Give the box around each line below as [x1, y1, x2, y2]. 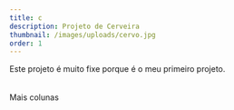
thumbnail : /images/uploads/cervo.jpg [9, 30, 156, 39]
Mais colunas [9, 92, 59, 103]
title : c [9, 13, 43, 23]
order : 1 [9, 38, 43, 48]
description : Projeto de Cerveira [9, 22, 141, 31]
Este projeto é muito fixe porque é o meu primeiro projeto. [9, 64, 226, 75]
